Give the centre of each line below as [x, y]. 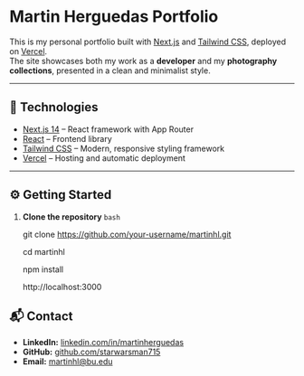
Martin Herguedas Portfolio [114, 17]
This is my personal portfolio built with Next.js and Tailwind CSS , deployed [148, 42]
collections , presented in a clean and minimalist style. [110, 70]
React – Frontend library [67, 138]
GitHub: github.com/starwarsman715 [91, 352]
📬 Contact [41, 316]
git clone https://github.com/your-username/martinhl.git [127, 234]
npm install [43, 269]
